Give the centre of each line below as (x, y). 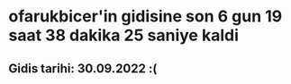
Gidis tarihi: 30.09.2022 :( (83, 68)
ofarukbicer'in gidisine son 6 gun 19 (145, 17)
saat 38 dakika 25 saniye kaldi (124, 35)
